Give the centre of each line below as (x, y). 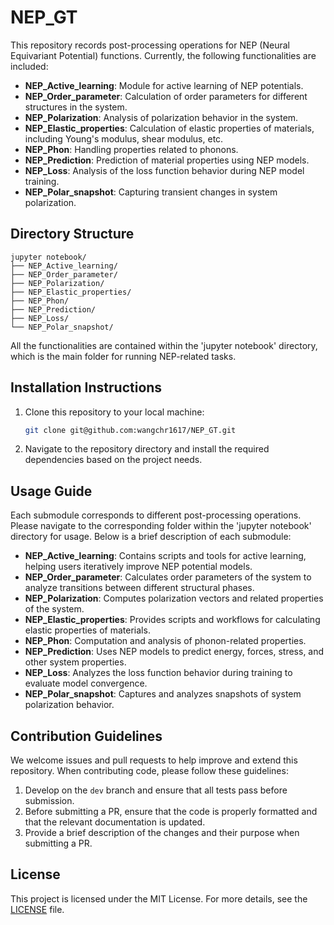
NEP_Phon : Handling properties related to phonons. (131, 149)
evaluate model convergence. (86, 683)
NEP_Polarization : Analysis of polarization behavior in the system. (161, 117)
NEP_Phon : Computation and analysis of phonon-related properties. (165, 641)
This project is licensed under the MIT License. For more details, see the (159, 898)
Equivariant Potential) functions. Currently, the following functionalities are (163, 55)
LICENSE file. (37, 909)
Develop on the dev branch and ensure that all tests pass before (156, 790)
